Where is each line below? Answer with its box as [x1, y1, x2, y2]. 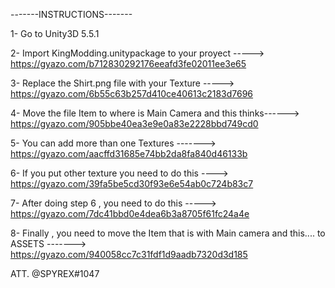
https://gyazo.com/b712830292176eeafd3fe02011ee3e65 [10, 58, 247, 69]
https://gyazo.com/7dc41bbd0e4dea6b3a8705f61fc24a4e [10, 208, 250, 219]
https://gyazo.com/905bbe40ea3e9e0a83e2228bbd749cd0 [10, 118, 259, 129]
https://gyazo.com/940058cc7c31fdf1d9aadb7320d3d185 [10, 249, 248, 260]
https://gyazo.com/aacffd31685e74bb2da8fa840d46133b [10, 148, 248, 159]
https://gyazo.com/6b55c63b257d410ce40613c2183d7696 [10, 88, 254, 99]
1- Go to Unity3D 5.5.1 [10, 28, 100, 39]
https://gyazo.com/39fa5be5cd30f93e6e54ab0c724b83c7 [10, 178, 254, 189]
